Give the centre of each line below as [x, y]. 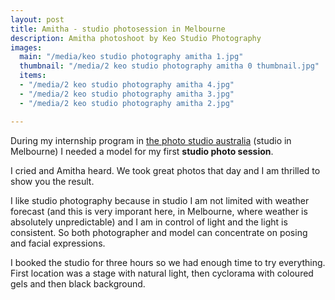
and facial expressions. [58, 243]
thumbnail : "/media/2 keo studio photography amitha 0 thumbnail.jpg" [169, 66]
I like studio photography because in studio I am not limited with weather [160, 200]
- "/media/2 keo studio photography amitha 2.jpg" [127, 103]
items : [33, 76]
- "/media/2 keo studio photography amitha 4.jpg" [127, 85]
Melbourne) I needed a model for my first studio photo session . [142, 151]
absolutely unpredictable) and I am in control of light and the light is [149, 222]
